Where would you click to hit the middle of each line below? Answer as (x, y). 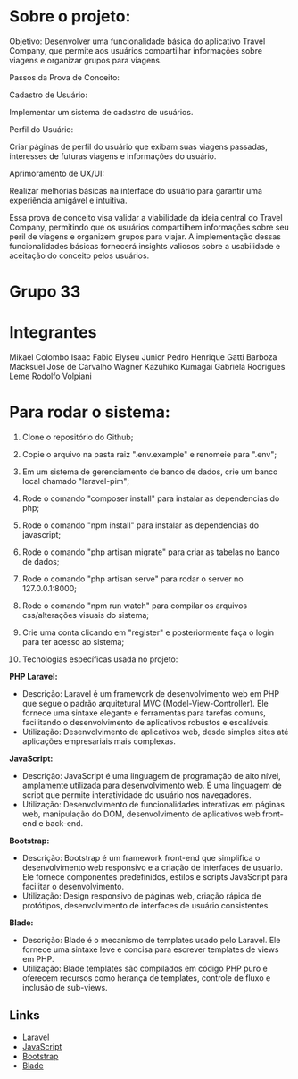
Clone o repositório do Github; (78, 437)
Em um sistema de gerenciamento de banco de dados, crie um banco (150, 472)
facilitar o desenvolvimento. (73, 887)
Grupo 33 (45, 292)
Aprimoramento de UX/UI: (57, 173)
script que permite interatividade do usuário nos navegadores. (137, 795)
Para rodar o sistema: (90, 412)
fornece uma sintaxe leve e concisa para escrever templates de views (150, 949)
